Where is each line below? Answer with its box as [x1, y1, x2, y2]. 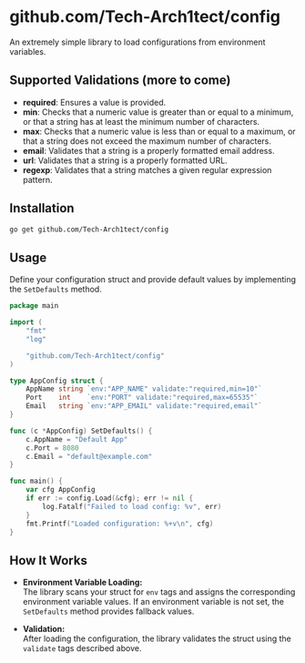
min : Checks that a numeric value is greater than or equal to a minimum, [22, 107, 294, 117]
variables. [9, 46, 46, 56]
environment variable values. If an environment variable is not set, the [22, 597, 285, 607]
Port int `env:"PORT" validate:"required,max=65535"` [25, 393, 259, 403]
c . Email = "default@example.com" [25, 452, 153, 461]
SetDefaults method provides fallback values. [22, 606, 195, 617]
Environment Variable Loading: [22, 576, 143, 588]
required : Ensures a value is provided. [22, 97, 167, 107]
